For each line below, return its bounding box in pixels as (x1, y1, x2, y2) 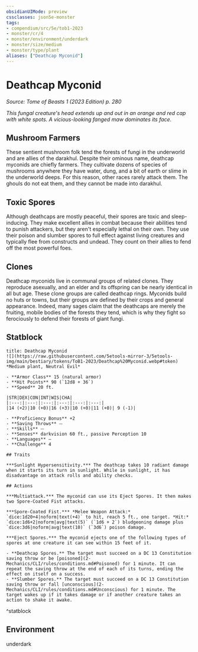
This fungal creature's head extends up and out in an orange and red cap (6, 109, 186, 116)
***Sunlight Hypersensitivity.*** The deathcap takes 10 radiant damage (6, 462, 189, 468)
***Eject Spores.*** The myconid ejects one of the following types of (6, 535, 186, 541)
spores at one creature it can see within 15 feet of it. (6, 540, 152, 546)
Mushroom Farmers (6, 133, 81, 143)
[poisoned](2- (56, 555, 92, 561)
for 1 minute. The (130, 586, 176, 593)
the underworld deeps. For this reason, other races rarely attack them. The (6, 174, 188, 181)
